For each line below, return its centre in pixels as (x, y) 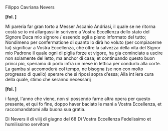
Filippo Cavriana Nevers (30, 7)
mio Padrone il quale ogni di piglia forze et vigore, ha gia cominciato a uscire (84, 53)
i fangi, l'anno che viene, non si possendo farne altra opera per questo (78, 99)
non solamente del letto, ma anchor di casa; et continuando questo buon (80, 58)
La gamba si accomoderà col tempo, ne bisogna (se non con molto (74, 69)
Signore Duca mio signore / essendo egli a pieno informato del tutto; (76, 37)
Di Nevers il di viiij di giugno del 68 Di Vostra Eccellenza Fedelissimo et (78, 119)
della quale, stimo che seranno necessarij (48, 79)
